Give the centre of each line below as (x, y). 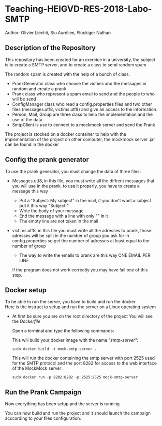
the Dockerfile (26, 321)
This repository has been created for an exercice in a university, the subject (80, 60)
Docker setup (26, 290)
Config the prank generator (47, 160)
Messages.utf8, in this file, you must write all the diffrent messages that (83, 181)
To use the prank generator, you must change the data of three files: (73, 171)
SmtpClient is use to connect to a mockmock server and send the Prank (84, 125)
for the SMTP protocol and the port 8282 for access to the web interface (84, 363)
